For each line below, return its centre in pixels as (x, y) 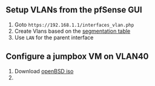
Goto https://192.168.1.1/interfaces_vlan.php (74, 24)
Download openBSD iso (44, 71)
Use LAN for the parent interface (54, 37)
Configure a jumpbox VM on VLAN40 (77, 57)
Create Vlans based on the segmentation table (72, 31)
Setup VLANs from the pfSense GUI (74, 10)
